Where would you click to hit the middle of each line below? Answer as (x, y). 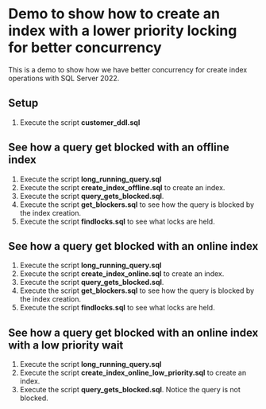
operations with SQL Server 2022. (64, 78)
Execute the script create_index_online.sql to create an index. (122, 274)
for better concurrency (85, 48)
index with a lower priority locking (123, 31)
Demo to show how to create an (114, 14)
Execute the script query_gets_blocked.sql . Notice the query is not (130, 390)
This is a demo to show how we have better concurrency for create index (128, 69)
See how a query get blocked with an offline (119, 148)
